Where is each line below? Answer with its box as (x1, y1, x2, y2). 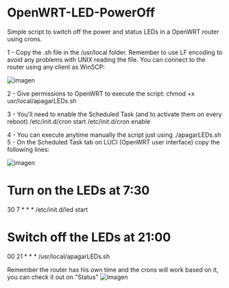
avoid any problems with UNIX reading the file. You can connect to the (7, 55, 206, 63)
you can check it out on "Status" (7, 273, 99, 281)
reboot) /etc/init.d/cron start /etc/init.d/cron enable (7, 117, 151, 125)
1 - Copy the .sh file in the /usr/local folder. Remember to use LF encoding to (7, 48, 223, 56)
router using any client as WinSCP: (7, 63, 105, 71)
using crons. (7, 34, 43, 43)
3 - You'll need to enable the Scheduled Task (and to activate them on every (7, 110, 222, 118)
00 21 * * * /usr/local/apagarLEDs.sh (7, 252, 110, 261)
